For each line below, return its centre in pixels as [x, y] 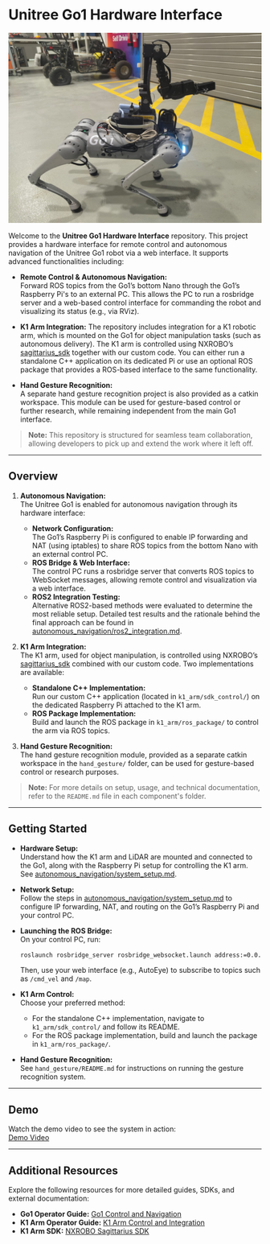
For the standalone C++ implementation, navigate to [118, 1019]
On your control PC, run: [60, 939]
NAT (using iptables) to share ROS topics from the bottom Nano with [145, 546]
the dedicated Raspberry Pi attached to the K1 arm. [117, 705]
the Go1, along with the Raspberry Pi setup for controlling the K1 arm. [134, 865]
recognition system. [53, 1077]
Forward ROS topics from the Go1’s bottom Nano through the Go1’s [130, 285]
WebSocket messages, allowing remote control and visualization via [144, 579]
